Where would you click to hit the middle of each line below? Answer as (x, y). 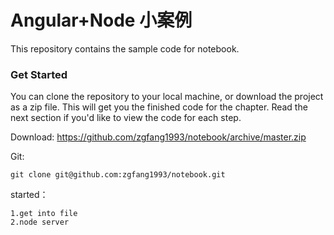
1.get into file (44, 214)
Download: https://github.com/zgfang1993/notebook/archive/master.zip (158, 137)
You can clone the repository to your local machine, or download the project (167, 97)
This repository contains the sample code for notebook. (125, 48)
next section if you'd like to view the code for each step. (126, 118)
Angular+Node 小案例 (101, 20)
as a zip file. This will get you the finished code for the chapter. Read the (159, 107)
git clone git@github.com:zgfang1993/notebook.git (118, 175)
